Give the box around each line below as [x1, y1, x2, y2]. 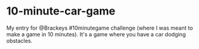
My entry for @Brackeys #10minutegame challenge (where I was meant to [6, 24, 193, 31]
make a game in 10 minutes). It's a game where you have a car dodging [6, 30, 186, 38]
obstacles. [6, 37, 32, 44]
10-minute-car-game [6, 4, 116, 18]
